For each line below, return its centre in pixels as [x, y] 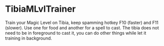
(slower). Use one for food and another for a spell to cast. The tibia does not [82, 27]
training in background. [29, 38]
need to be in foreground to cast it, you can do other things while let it [76, 33]
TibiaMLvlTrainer [41, 9]
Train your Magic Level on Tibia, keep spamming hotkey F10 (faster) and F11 [82, 23]
